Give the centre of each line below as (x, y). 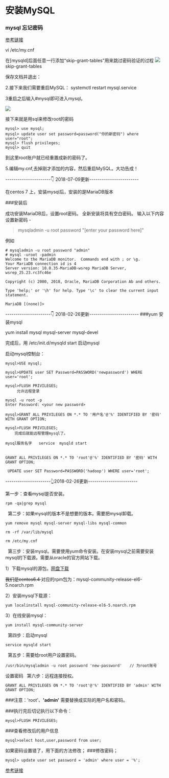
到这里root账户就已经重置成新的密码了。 (48, 158)
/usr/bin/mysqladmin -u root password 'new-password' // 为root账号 (81, 666)
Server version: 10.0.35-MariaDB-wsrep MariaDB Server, (66, 268)
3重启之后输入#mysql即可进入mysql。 (45, 99)
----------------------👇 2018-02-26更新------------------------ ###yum (82, 314)
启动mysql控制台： (25, 354)
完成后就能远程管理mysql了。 (41, 433)
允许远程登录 (28, 392)
